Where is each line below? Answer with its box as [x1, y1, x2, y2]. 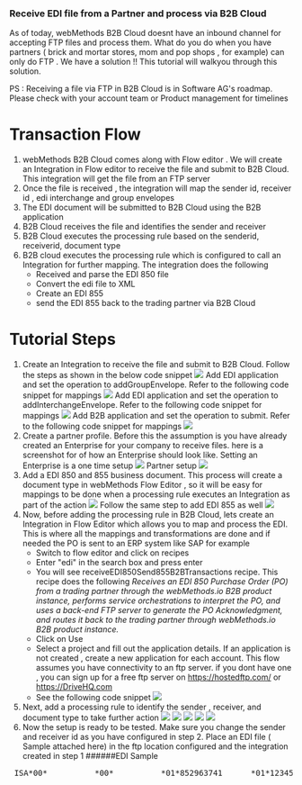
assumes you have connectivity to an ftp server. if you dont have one [35, 663, 292, 673]
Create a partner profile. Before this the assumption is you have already [22, 430, 288, 441]
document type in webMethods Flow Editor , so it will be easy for [22, 480, 263, 491]
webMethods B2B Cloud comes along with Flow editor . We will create [22, 154, 283, 165]
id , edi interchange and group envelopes [22, 193, 175, 203]
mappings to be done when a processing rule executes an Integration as [22, 489, 290, 500]
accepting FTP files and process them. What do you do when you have [9, 37, 272, 48]
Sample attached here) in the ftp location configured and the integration [22, 741, 289, 752]
